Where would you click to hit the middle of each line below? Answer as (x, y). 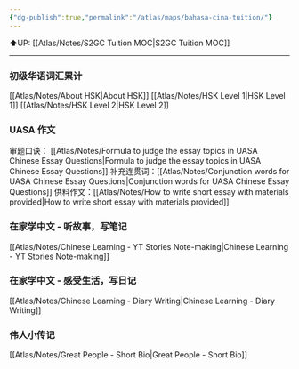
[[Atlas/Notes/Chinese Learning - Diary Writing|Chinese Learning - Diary (142, 301)
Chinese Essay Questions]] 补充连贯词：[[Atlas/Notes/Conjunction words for (149, 172)
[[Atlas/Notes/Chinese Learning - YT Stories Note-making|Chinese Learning (149, 246)
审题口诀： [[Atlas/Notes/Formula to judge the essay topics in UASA (133, 151)
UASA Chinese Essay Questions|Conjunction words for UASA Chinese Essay (149, 181)
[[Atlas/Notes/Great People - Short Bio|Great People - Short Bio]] (128, 355)
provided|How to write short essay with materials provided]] (119, 202)
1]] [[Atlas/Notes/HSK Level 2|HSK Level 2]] (89, 105)
